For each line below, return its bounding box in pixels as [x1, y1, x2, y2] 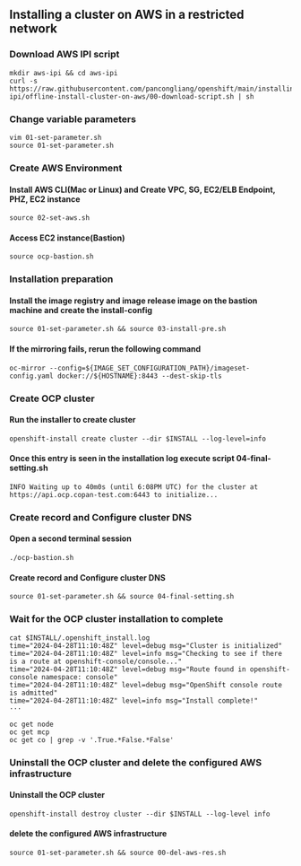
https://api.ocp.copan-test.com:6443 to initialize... [9, 490, 219, 499]
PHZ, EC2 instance [9, 193, 81, 205]
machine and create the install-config [9, 304, 153, 315]
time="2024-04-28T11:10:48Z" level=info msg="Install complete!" [9, 695, 258, 705]
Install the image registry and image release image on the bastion [9, 295, 258, 306]
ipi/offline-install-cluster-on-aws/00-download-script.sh [9, 92, 235, 101]
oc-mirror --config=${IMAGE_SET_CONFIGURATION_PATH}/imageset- [9, 363, 251, 372]
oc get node [9, 720, 54, 729]
